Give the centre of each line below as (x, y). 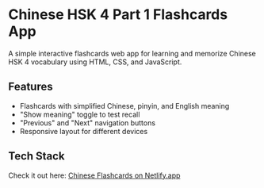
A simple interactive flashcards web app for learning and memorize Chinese (132, 53)
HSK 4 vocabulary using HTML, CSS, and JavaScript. (95, 62)
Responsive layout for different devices (84, 131)
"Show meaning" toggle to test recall (80, 114)
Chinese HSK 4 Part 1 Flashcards (118, 15)
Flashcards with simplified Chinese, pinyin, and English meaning (124, 106)
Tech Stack (36, 156)
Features (31, 87)
